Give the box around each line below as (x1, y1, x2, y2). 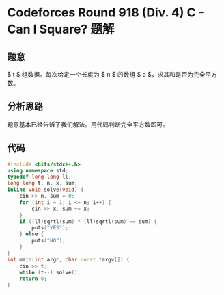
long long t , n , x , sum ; (7, 180, 78, 187)
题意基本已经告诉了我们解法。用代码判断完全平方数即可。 (7, 120, 169, 128)
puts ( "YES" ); (31, 225, 69, 231)
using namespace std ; (7, 167, 69, 174)
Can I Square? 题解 (7, 22, 115, 37)
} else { (19, 231, 44, 238)
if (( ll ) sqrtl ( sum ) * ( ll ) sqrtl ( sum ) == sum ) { (19, 218, 158, 225)
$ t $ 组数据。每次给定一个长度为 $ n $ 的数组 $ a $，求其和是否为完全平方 (7, 70, 217, 78)
